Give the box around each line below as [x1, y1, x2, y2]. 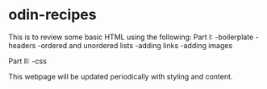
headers [8, 40, 36, 50]
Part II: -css [8, 56, 47, 66]
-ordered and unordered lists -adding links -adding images [37, 40, 233, 50]
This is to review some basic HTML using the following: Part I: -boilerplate [8, 32, 254, 42]
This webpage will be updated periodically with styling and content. [8, 71, 233, 81]
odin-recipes [8, 6, 97, 24]
